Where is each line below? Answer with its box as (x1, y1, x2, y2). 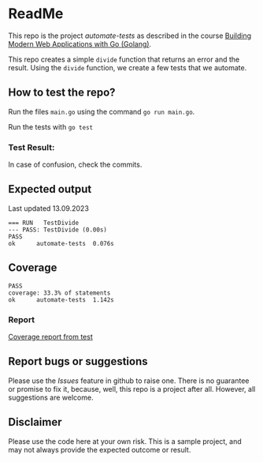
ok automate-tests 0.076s (8, 239, 114, 247)
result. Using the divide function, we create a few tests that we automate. (8, 62, 247, 72)
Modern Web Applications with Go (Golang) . (8, 39, 152, 48)
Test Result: (8, 141, 55, 152)
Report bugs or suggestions (8, 355, 148, 368)
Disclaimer (8, 415, 62, 429)
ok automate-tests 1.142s (8, 295, 114, 304)
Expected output (8, 182, 92, 196)
